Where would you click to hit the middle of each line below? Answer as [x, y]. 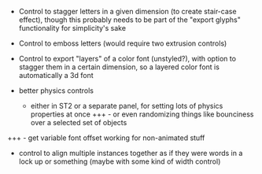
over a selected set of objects [79, 122]
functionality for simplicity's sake [72, 28]
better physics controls [56, 91]
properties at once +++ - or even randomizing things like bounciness [142, 114]
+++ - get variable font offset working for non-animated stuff [106, 138]
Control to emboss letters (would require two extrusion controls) [123, 43]
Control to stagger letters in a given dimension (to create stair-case [127, 11]
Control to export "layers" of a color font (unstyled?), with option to [127, 59]
